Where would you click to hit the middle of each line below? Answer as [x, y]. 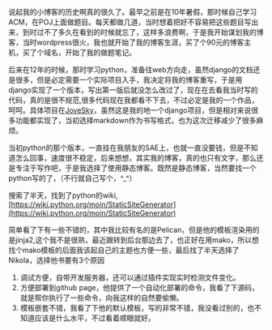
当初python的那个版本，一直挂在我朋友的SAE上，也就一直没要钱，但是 [126, 148]
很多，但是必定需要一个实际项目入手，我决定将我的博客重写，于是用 [129, 80]
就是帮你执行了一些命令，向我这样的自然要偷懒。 [102, 298]
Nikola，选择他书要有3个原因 [57, 260]
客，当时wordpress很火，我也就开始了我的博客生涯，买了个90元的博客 [126, 42]
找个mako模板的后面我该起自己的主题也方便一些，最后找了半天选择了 [124, 250]
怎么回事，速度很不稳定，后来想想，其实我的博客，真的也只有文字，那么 [136, 158]
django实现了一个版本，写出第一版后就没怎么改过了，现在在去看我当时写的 [134, 90]
